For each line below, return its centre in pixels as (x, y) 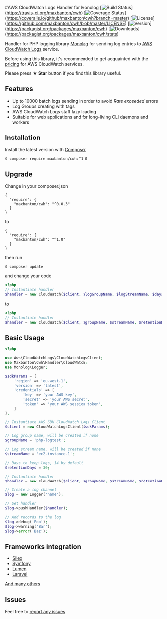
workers (21, 122)
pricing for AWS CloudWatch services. (44, 64)
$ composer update (24, 267)
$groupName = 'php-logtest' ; (35, 440)
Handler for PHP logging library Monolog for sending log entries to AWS (79, 44)
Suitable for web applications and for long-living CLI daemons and (80, 117)
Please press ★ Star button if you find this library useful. (63, 73)
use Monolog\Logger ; (27, 367)
